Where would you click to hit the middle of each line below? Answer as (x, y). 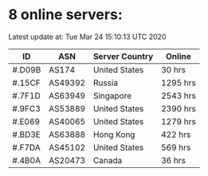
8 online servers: (65, 15)
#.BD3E (27, 135)
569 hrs (176, 147)
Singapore (112, 96)
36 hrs (173, 160)
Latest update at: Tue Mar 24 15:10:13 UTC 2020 (87, 37)
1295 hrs (179, 83)
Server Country (123, 56)
